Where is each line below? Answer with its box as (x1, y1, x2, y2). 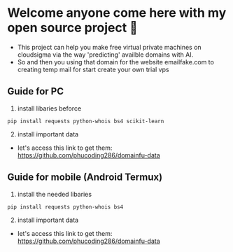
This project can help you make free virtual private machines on (17, 43, 202, 51)
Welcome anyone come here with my (7, 5, 227, 21)
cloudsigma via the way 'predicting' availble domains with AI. (17, 50, 194, 59)
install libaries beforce (17, 104, 82, 113)
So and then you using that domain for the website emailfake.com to (17, 57, 215, 66)
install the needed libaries (17, 190, 92, 198)
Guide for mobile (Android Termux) (7, 171, 163, 183)
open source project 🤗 (7, 20, 138, 36)
